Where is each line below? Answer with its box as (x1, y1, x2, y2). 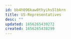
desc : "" (5, 17, 23, 22)
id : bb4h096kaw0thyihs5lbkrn (5, 7, 66, 13)
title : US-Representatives (5, 12, 61, 17)
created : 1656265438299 (5, 26, 55, 31)
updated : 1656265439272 (5, 21, 55, 27)
